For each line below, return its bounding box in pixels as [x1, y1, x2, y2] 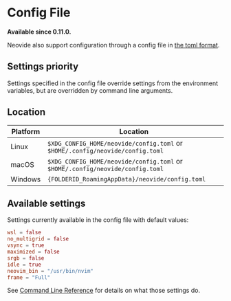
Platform [11, 126, 41, 136]
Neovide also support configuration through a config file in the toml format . [7, 41, 220, 49]
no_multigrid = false [7, 236, 69, 243]
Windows [10, 174, 41, 183]
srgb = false [7, 254, 45, 262]
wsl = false [7, 229, 41, 236]
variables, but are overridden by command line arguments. [7, 86, 173, 94]
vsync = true [7, 242, 45, 249]
